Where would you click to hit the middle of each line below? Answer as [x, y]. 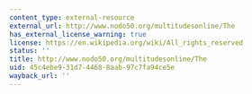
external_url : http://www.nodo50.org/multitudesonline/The [122, 26]
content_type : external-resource [72, 17]
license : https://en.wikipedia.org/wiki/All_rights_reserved [126, 43]
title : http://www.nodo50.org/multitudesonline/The [108, 59]
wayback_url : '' [40, 76]
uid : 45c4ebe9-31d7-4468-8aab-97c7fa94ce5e [92, 68]
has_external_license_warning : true [78, 34]
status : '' [30, 51]
